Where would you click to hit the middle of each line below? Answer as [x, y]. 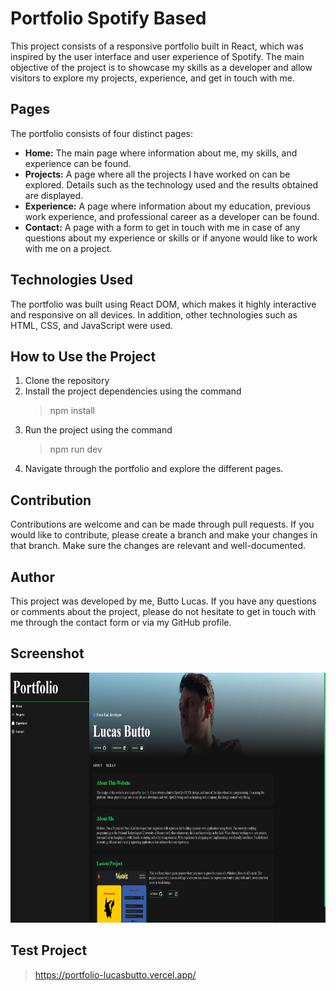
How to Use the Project [83, 356]
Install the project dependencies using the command [133, 391]
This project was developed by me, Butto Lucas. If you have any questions [163, 601]
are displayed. [54, 195]
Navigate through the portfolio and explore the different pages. [154, 469]
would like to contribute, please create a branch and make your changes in [164, 535]
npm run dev [76, 449]
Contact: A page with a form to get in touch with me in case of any [162, 227]
